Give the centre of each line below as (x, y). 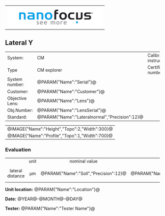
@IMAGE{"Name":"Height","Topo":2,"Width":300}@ (60, 129)
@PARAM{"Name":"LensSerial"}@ (72, 110)
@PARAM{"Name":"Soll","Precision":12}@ (83, 173)
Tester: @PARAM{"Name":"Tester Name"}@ (50, 209)
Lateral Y (19, 42)
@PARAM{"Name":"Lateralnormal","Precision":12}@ (90, 117)
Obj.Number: (20, 110)
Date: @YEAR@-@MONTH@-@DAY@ (44, 199)
